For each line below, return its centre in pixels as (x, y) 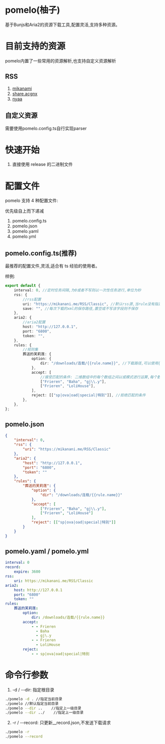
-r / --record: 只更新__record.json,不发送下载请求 (61, 723)
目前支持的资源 (35, 46)
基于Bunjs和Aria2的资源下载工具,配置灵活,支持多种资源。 (63, 25)
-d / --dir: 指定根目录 (33, 689)
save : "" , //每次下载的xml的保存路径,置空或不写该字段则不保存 (81, 308)
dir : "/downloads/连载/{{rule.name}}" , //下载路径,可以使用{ (100, 363)
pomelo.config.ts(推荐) (41, 253)
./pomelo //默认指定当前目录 (32, 703)
